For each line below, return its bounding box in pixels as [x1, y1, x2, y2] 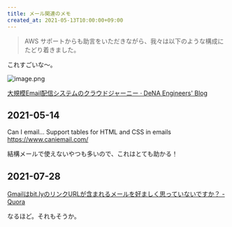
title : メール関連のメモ [7, 10, 71, 17]
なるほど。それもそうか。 [7, 212, 80, 221]
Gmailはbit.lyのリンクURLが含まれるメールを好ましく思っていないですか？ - [7, 190, 225, 198]
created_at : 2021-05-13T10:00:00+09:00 [7, 17, 124, 24]
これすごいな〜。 [7, 60, 57, 68]
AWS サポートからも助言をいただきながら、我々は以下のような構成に [24, 36, 224, 45]
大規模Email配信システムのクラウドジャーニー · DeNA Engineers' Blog [7, 89, 208, 97]
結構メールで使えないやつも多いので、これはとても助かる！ [7, 149, 178, 158]
